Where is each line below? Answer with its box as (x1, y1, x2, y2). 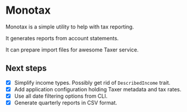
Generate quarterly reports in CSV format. (14, 99, 117, 106)
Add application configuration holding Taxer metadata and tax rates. (14, 85, 182, 92)
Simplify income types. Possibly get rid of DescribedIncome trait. (14, 79, 171, 86)
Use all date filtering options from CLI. (14, 92, 108, 100)
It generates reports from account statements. (5, 34, 119, 41)
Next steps (5, 63, 47, 73)
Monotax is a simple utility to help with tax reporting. (5, 23, 135, 30)
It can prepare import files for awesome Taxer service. (5, 46, 139, 53)
